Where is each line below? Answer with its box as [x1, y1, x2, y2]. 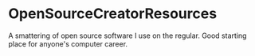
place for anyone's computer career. [8, 39, 128, 48]
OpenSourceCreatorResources [8, 5, 218, 23]
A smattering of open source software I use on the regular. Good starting [8, 31, 247, 40]
